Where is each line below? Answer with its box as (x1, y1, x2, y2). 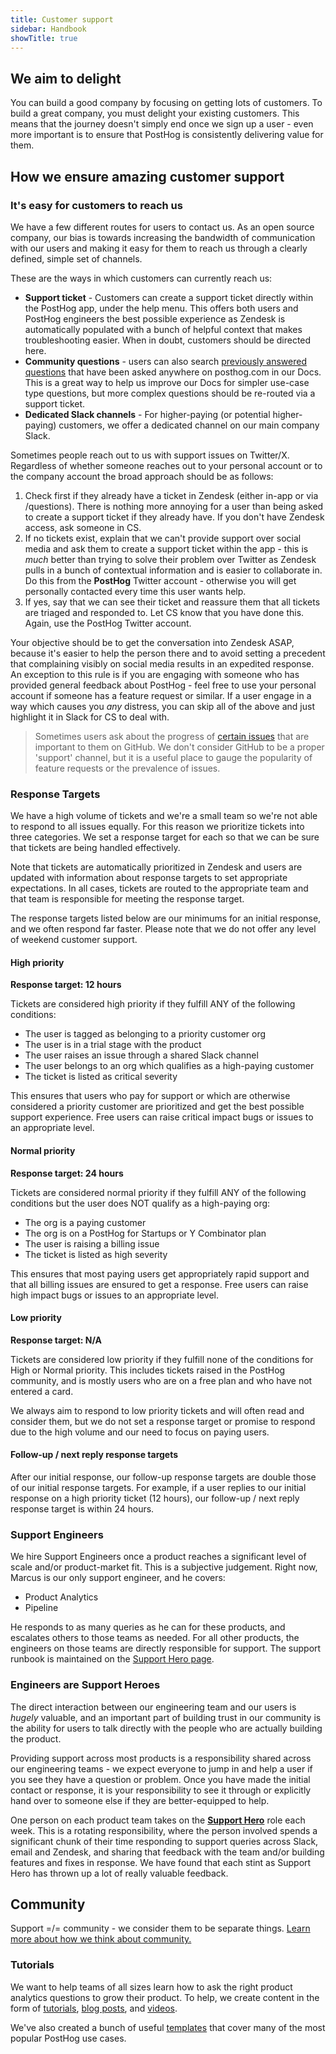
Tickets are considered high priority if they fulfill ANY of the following (10, 998, 296, 1010)
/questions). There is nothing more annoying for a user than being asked (24, 500, 324, 512)
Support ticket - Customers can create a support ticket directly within (24, 291, 314, 303)
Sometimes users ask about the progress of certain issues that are (34, 730, 310, 742)
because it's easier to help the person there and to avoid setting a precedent (10, 647, 326, 659)
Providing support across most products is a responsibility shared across (10, 1752, 312, 1764)
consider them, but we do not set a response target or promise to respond (10, 1415, 316, 1427)
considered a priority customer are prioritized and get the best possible (10, 1101, 305, 1113)
